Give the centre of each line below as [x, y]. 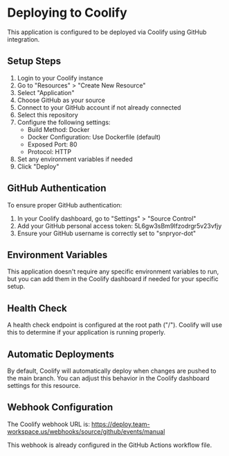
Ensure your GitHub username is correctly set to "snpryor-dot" [107, 233]
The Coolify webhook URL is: [48, 424]
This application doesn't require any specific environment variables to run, [113, 271]
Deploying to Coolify [67, 13]
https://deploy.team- [120, 424]
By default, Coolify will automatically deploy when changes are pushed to [112, 371]
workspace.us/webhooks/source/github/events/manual [86, 431]
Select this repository [47, 115]
